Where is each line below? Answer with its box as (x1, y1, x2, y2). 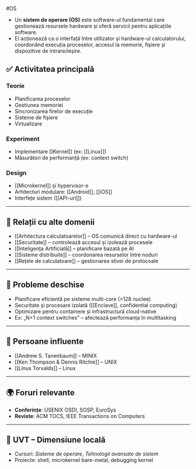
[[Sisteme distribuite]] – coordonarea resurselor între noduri (14, 251, 158, 258)
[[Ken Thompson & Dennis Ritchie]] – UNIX (14, 358, 118, 365)
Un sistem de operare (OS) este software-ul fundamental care (14, 16, 165, 23)
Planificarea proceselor (14, 95, 71, 102)
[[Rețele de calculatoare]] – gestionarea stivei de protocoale (14, 258, 159, 265)
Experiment (6, 135, 40, 143)
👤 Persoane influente (6, 337, 84, 347)
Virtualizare (14, 120, 43, 127)
